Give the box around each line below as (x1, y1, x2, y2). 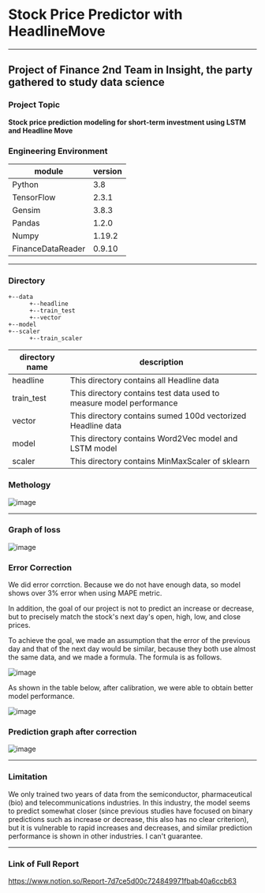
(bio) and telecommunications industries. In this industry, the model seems (8, 798, 251, 807)
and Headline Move (8, 125, 73, 135)
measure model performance (69, 398, 178, 409)
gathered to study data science (8, 76, 166, 89)
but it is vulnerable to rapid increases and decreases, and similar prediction (8, 823, 252, 832)
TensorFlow (12, 192, 56, 203)
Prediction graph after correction (8, 727, 137, 738)
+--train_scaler (28, 334, 83, 342)
